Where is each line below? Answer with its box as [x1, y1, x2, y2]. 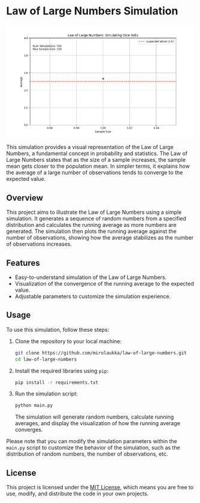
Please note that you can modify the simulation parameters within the [6, 438, 178, 445]
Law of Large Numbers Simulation [6, 4, 178, 18]
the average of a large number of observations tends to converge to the [6, 169, 183, 176]
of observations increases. [6, 241, 72, 248]
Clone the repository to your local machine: [14, 337, 122, 345]
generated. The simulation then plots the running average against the [6, 228, 177, 235]
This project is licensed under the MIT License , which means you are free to [6, 484, 194, 491]
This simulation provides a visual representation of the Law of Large [6, 144, 174, 151]
